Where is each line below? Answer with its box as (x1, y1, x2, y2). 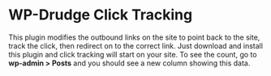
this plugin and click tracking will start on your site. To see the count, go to (8, 49, 257, 59)
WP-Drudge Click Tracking (8, 6, 193, 24)
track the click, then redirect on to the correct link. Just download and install (8, 40, 264, 50)
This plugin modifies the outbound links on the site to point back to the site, (8, 32, 260, 42)
